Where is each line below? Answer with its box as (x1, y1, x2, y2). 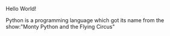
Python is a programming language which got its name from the (5, 17, 165, 23)
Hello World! (5, 5, 37, 12)
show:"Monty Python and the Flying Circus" (5, 23, 116, 30)
